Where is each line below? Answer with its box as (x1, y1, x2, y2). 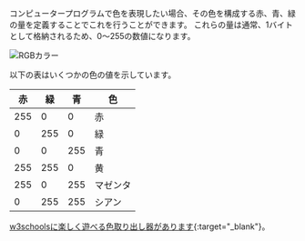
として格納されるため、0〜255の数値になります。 (9, 31, 196, 41)
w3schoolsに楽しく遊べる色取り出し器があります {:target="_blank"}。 (9, 221, 270, 232)
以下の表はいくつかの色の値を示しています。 (9, 69, 177, 80)
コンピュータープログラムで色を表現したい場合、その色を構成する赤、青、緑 (9, 8, 296, 18)
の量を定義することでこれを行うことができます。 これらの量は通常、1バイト (9, 19, 293, 30)
